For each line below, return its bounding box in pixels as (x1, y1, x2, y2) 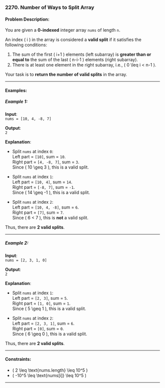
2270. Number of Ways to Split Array (5, 4, 94, 11)
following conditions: (5, 42, 48, 48)
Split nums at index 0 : (12, 148, 54, 154)
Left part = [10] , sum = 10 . (12, 153, 66, 159)
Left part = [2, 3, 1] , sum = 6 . (12, 320, 75, 326)
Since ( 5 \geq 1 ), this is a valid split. (12, 305, 86, 312)
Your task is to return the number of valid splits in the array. (5, 71, 128, 77)
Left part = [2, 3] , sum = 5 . (12, 295, 68, 301)
